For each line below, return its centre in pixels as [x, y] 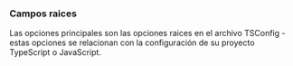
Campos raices [43, 14]
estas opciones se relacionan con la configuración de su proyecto [132, 42]
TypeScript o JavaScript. [56, 52]
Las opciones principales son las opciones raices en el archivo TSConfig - [147, 33]
